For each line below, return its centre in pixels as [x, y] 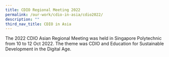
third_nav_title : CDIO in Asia [38, 24]
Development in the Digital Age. [38, 49]
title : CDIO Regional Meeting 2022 [43, 10]
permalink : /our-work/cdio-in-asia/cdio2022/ [54, 15]
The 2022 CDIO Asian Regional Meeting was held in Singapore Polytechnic [83, 38]
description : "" [22, 19]
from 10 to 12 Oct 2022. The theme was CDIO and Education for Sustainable [84, 44]
